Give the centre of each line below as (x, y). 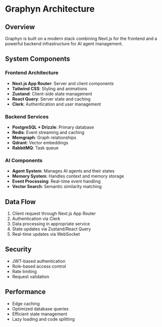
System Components (38, 59)
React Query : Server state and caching (51, 99)
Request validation (31, 276)
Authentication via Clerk (36, 219)
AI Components (24, 160)
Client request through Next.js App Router (54, 214)
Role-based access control (39, 266)
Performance (25, 292)
